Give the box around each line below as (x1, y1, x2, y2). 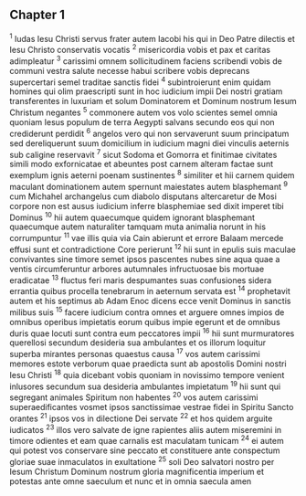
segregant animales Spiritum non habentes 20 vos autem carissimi (9, 390, 259, 403)
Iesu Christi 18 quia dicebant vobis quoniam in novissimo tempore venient (9, 367, 285, 380)
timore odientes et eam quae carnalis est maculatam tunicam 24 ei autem (9, 434, 285, 446)
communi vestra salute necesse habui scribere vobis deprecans (9, 65, 250, 76)
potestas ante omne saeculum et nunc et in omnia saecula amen (9, 475, 252, 487)
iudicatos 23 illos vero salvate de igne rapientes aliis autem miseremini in (9, 422, 282, 435)
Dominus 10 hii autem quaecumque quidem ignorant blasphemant (9, 210, 256, 223)
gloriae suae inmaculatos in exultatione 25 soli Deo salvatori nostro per (9, 454, 275, 467)
